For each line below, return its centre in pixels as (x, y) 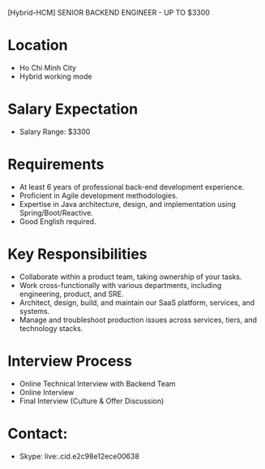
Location (38, 45)
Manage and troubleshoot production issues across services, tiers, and (138, 320)
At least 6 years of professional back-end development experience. (132, 187)
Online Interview (47, 392)
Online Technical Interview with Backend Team (97, 383)
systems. (34, 311)
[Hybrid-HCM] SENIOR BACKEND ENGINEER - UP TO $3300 (109, 13)
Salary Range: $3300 (55, 131)
